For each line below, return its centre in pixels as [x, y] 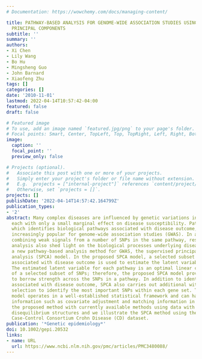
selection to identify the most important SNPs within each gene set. [102, 290]
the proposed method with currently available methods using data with [103, 307]
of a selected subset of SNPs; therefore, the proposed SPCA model [98, 274]
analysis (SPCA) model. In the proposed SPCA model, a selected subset [103, 257]
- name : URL [21, 340]
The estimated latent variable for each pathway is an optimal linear [102, 268]
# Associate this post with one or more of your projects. [84, 173]
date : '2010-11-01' [31, 96]
